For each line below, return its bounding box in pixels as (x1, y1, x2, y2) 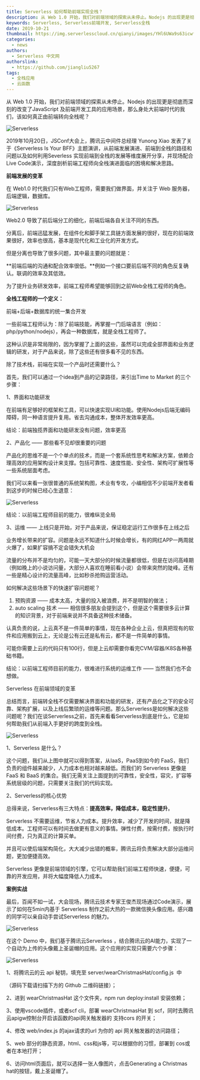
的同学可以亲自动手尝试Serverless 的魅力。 (6, 913, 112, 920)
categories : (6, 36, 36, 42)
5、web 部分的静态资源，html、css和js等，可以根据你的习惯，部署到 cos (6, 1040, 185, 1047)
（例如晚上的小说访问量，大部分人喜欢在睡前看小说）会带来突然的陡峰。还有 (6, 564, 194, 571)
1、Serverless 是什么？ (6, 744, 62, 751)
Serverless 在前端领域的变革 (6, 685, 76, 692)
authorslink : (6, 59, 39, 64)
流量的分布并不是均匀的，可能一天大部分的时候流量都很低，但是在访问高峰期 (6, 556, 194, 564)
